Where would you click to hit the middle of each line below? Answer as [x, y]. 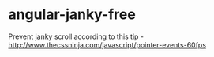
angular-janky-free [72, 15]
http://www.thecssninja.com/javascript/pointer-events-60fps [107, 44]
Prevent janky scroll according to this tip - [76, 36]
